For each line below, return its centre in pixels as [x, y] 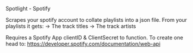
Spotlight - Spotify [28, 9]
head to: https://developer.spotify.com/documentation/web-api [83, 44]
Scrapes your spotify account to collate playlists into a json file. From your [96, 20]
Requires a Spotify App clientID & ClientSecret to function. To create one [94, 37]
